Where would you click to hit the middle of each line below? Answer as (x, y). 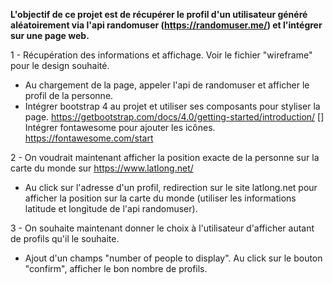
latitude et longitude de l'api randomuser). (111, 208)
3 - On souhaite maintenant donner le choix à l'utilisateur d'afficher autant (162, 228)
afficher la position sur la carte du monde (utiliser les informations (160, 198)
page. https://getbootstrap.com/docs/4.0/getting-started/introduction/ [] (174, 117)
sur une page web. (50, 35)
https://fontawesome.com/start (89, 138)
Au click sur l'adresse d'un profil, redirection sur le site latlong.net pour (171, 187)
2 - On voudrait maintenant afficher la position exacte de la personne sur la (165, 157)
